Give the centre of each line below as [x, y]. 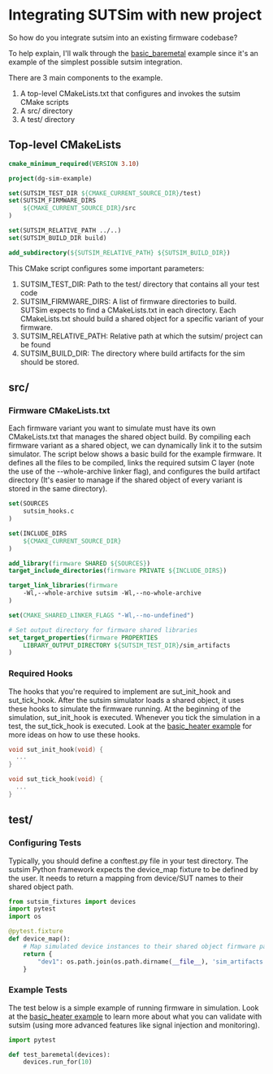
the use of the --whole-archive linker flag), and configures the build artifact [134, 472]
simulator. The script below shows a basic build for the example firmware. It [135, 454]
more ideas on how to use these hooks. [74, 735]
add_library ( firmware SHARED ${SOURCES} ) [80, 563]
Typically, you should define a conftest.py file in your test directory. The [128, 861]
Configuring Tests [45, 843]
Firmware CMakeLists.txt [59, 410]
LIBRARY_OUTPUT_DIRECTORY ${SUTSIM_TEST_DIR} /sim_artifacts [127, 645]
